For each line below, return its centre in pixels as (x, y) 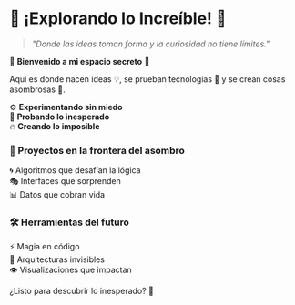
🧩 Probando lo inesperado (60, 117)
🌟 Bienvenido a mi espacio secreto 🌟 (80, 61)
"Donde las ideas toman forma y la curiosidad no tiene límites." (151, 44)
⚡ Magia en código (45, 246)
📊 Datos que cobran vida (57, 195)
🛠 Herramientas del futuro (70, 222)
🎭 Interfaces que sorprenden (65, 181)
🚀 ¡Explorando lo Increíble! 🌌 (118, 19)
